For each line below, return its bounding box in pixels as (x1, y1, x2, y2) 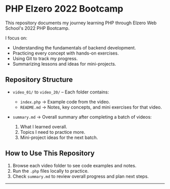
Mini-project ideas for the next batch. (20, 134, 98, 140)
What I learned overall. (20, 123, 67, 129)
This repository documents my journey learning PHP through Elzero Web (5, 20, 157, 26)
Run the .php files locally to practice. (12, 168, 89, 174)
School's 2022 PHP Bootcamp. (5, 25, 70, 31)
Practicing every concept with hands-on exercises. (12, 50, 119, 56)
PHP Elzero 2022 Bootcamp (5, 3, 123, 15)
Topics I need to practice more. (20, 129, 86, 135)
